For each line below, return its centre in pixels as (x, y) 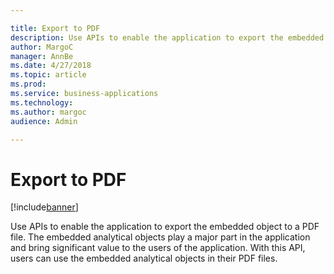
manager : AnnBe (42, 56)
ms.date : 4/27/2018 (51, 66)
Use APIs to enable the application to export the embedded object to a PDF (165, 227)
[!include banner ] (44, 207)
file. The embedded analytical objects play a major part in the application (160, 237)
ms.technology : (42, 102)
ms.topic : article (48, 75)
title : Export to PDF (55, 28)
